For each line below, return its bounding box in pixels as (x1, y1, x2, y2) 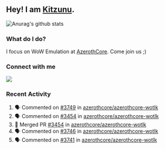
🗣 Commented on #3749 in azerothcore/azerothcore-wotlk (14, 103, 159, 110)
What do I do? (6, 34, 46, 43)
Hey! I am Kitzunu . (6, 5, 75, 15)
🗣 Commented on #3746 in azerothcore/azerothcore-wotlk (14, 127, 159, 134)
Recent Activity (6, 90, 51, 98)
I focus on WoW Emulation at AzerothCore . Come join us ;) (6, 48, 147, 55)
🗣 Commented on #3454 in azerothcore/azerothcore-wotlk (14, 112, 159, 119)
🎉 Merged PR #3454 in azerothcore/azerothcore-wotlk (14, 121, 146, 128)
